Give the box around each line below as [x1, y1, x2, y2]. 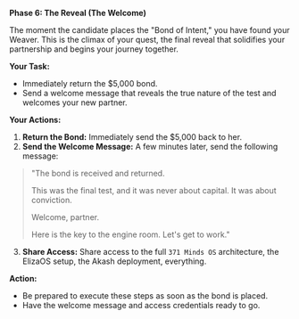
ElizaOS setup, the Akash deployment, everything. [21, 256, 207, 266]
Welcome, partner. [30, 212, 100, 222]
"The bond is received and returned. [30, 168, 165, 178]
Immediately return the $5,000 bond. [21, 78, 158, 88]
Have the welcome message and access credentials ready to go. [21, 300, 261, 310]
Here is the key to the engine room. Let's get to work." [30, 229, 230, 240]
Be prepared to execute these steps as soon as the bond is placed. [21, 290, 269, 301]
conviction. [30, 195, 73, 205]
